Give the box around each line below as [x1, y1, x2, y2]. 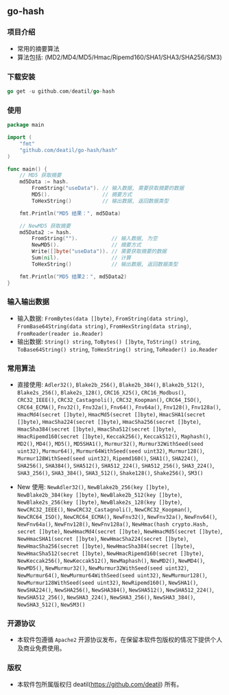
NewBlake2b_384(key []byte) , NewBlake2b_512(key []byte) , [16, 491, 183, 499]
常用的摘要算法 [16, 44, 60, 52]
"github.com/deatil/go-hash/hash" [19, 147, 118, 153]
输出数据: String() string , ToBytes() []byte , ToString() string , [16, 337, 201, 345]
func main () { [7, 165, 48, 173]
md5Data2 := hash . [19, 228, 72, 236]
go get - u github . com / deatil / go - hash [7, 87, 115, 95]
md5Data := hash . [19, 178, 69, 185]
